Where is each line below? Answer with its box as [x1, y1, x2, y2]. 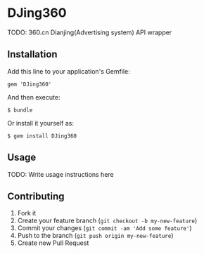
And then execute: [7, 93, 60, 101]
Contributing [7, 190, 65, 202]
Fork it [17, 209, 37, 218]
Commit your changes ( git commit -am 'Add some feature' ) [17, 224, 192, 232]
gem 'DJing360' [7, 81, 52, 88]
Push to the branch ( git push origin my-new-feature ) [17, 232, 174, 240]
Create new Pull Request [17, 239, 89, 247]
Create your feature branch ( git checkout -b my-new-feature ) [17, 216, 198, 225]
